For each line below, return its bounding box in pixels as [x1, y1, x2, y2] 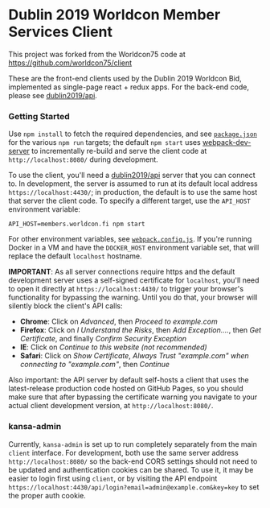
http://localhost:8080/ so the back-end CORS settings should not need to [8, 456, 258, 466]
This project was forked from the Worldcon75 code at [8, 49, 186, 59]
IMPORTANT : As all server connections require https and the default [8, 267, 235, 277]
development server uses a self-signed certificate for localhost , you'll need [8, 275, 260, 285]
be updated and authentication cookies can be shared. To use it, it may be [8, 465, 254, 474]
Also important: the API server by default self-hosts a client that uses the [8, 375, 249, 385]
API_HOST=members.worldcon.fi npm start [8, 220, 146, 229]
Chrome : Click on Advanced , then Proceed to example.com [19, 316, 219, 327]
